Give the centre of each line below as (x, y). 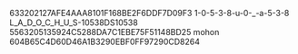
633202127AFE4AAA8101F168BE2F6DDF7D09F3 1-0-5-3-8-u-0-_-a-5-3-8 (149, 13)
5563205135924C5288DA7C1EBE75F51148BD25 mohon (114, 32)
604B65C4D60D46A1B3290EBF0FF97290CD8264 (105, 41)
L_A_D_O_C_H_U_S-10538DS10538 (74, 22)
